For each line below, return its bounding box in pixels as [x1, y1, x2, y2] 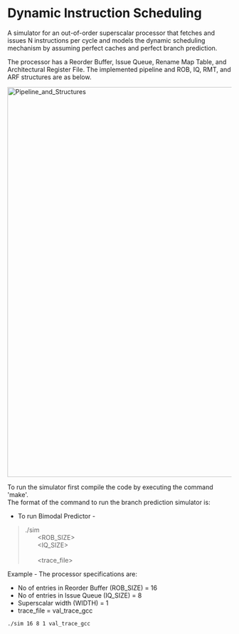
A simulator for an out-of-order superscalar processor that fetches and [7, 29, 216, 37]
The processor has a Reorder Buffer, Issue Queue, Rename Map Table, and [7, 57, 227, 66]
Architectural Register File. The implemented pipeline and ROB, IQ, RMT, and [7, 65, 231, 73]
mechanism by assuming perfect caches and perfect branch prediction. [7, 44, 218, 52]
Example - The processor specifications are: [7, 569, 137, 578]
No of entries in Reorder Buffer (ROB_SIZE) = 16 [17, 583, 158, 592]
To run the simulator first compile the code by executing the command [7, 483, 213, 491]
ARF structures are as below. [7, 73, 92, 81]
